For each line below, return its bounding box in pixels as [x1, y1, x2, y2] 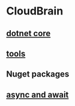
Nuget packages [6, 69, 70, 79]
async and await [6, 89, 69, 100]
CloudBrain [6, 4, 64, 18]
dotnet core [6, 28, 51, 39]
